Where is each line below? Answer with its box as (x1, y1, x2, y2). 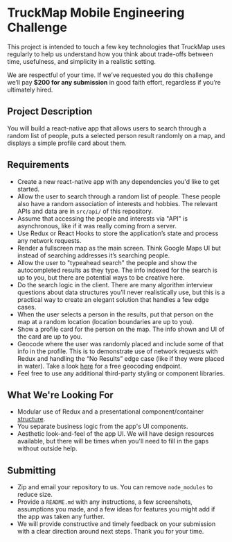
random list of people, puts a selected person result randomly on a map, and (7, 131, 226, 139)
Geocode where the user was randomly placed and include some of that (17, 339, 224, 348)
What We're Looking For (7, 389, 114, 400)
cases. (17, 303, 37, 311)
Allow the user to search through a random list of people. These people (17, 192, 221, 201)
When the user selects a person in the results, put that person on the (17, 310, 213, 319)
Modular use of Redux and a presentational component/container (17, 407, 204, 416)
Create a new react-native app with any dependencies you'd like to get (17, 177, 220, 185)
